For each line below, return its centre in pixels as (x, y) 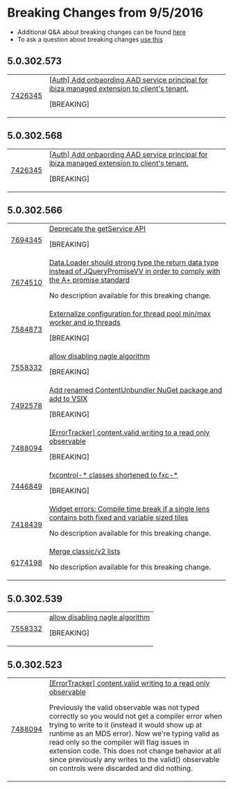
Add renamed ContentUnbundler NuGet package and (136, 390)
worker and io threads (85, 323)
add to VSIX (68, 399)
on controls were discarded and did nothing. (121, 768)
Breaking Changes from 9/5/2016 (105, 13)
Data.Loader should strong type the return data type (134, 263)
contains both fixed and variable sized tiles (119, 518)
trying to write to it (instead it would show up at (126, 725)
